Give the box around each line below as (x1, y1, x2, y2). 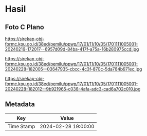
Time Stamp (7, 123, 36, 130)
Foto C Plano (5, 23, 44, 31)
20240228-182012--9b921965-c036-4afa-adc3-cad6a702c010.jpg (5, 86, 141, 91)
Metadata (5, 100, 35, 109)
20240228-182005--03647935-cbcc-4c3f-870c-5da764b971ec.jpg (5, 66, 142, 72)
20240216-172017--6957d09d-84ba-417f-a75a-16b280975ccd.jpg (5, 46, 139, 52)
